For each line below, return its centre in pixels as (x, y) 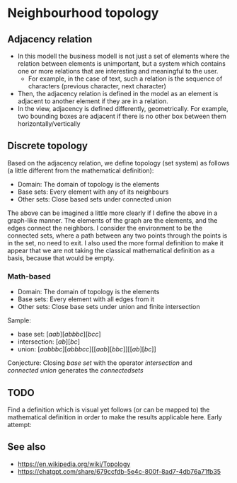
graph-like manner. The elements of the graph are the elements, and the (112, 220)
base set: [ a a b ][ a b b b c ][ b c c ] (59, 334)
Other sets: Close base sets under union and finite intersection (109, 307)
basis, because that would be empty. (61, 258)
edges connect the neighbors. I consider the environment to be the (105, 228)
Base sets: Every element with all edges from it (86, 299)
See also (27, 447)
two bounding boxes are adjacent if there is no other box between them (122, 116)
